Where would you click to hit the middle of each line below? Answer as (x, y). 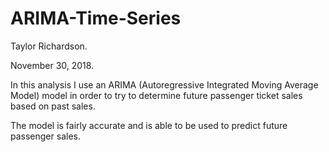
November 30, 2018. (52, 65)
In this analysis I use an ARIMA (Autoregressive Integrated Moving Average (164, 84)
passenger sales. (45, 136)
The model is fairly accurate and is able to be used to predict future (149, 125)
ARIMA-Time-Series (96, 18)
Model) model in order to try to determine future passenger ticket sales (156, 95)
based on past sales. (53, 106)
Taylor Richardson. (49, 46)
